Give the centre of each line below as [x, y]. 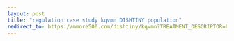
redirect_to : [26, 26]
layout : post [26, 14]
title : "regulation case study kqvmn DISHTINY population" [95, 20]
